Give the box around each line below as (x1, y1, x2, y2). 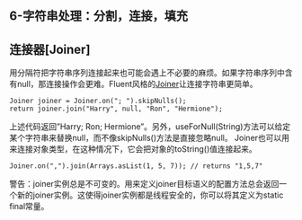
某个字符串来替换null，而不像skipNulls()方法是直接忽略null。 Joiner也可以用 (9, 133, 290, 144)
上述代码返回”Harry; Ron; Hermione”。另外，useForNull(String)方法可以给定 (9, 121, 290, 132)
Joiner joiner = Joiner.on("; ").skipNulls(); (9, 97, 187, 106)
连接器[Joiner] (9, 41, 91, 57)
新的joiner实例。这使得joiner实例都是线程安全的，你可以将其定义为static (16, 189, 284, 200)
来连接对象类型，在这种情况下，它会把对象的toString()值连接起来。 (9, 144, 258, 154)
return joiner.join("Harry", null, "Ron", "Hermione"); (9, 104, 223, 114)
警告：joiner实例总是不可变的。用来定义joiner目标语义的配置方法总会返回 (9, 179, 280, 189)
